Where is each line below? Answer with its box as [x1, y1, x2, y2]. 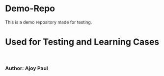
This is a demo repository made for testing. [5, 19, 92, 25]
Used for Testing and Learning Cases [5, 36, 160, 48]
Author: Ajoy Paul [5, 65, 48, 72]
